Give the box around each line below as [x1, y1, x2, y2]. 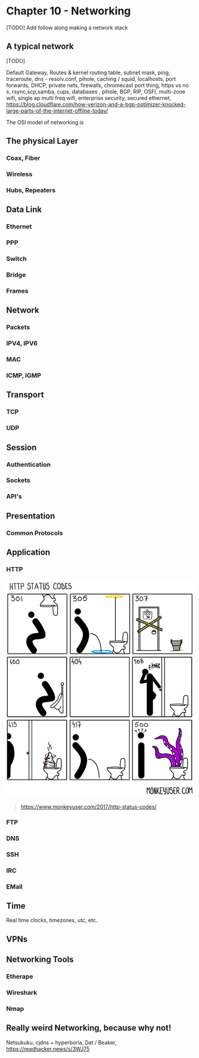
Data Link [6, 205, 42, 215]
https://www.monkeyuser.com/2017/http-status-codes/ [20, 803, 157, 810]
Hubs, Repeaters [6, 186, 56, 194]
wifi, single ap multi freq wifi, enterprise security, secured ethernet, [6, 94, 172, 101]
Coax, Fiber [6, 154, 41, 162]
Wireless [6, 169, 33, 178]
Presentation [6, 511, 55, 521]
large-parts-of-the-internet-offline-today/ [6, 107, 108, 114]
